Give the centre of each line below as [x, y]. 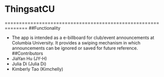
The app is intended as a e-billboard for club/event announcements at [83, 38]
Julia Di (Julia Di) [29, 64]
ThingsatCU [30, 9]
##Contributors [27, 53]
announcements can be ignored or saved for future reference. [75, 48]
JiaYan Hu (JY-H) [29, 58]
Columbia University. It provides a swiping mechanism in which [76, 42]
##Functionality [45, 28]
